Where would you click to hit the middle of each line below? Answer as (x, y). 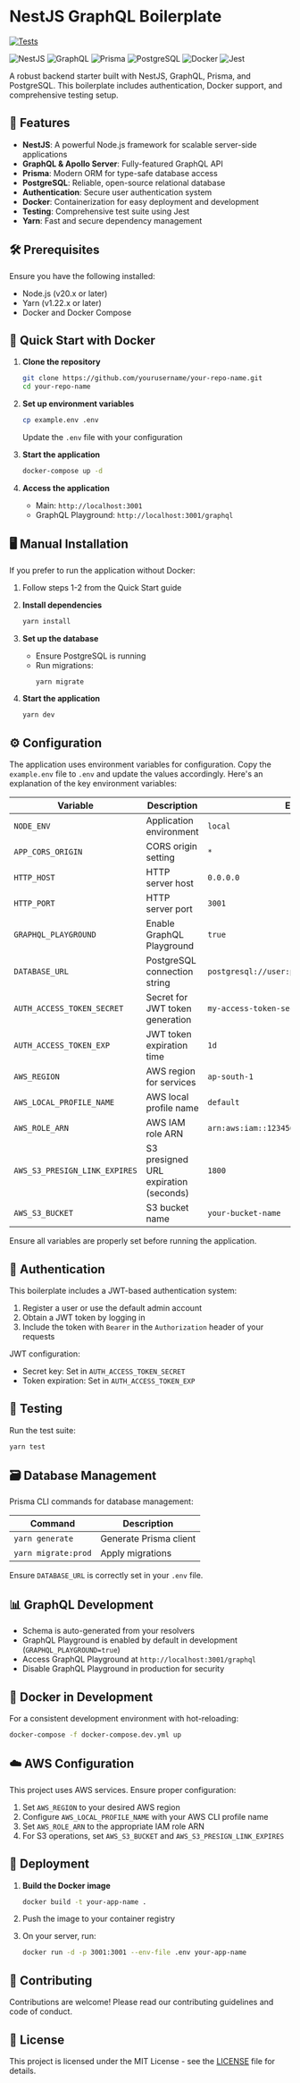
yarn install (46, 621)
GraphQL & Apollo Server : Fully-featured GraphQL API (122, 164)
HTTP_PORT (34, 904)
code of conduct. (41, 2011)
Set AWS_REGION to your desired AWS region (101, 1807)
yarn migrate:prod (53, 1553)
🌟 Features (40, 123)
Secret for (167, 998)
